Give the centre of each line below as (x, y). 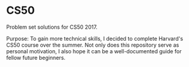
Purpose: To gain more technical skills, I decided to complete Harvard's (95, 38)
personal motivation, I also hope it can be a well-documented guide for (94, 51)
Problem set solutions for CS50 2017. (52, 27)
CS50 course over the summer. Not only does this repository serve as (93, 45)
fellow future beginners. (36, 57)
